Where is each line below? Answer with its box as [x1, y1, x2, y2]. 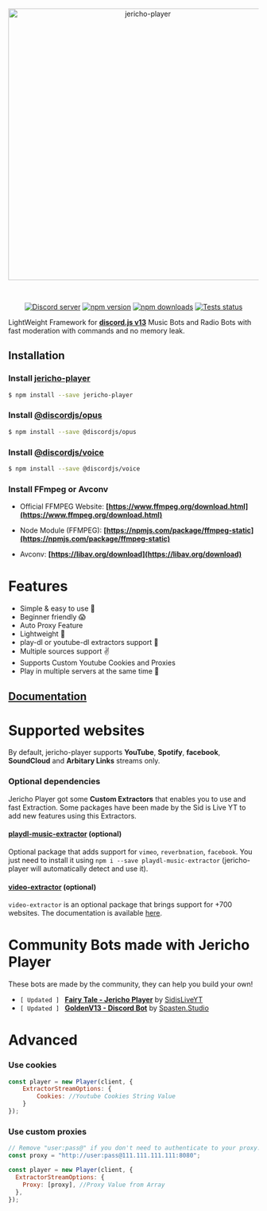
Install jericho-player [8, 373, 91, 384]
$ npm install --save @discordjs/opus [8, 428, 137, 436]
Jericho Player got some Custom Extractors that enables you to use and [8, 794, 246, 803]
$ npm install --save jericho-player [8, 391, 133, 399]
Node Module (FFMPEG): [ [19, 525, 107, 535]
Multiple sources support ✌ [19, 647, 110, 656]
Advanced [8, 1031, 78, 1049]
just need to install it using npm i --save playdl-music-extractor [8, 855, 221, 865]
